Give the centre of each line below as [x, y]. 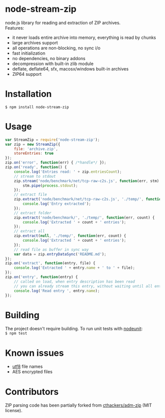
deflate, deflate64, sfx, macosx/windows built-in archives [70, 69]
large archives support [35, 42]
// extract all [29, 231]
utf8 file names [27, 367]
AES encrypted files [32, 372]
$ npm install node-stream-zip [37, 107]
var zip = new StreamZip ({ [33, 144]
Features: [15, 28]
